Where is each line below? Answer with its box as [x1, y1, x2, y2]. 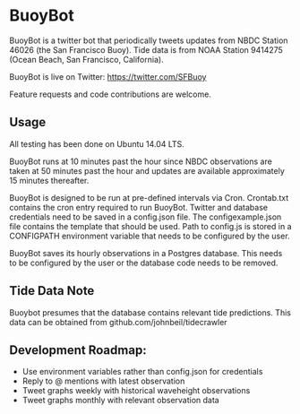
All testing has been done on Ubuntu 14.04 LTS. [9, 138, 185, 149]
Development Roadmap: [9, 342, 147, 358]
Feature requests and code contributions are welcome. [9, 89, 212, 99]
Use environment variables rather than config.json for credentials [21, 367, 263, 377]
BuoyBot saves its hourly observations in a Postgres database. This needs [9, 247, 283, 258]
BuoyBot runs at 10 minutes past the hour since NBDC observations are [9, 156, 273, 167]
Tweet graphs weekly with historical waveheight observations [21, 385, 251, 396]
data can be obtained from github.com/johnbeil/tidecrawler [9, 316, 227, 327]
